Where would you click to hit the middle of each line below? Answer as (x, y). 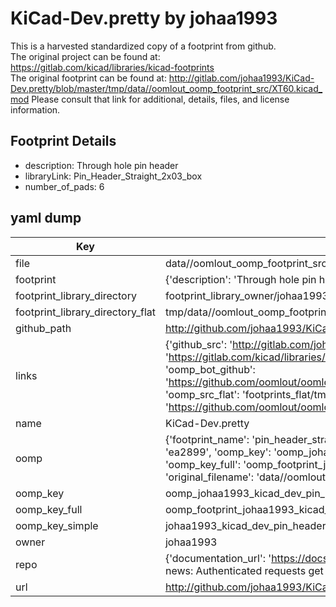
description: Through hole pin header (101, 165)
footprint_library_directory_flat (85, 312)
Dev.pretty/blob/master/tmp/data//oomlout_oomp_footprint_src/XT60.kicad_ (166, 88)
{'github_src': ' (198, 344)
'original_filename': (209, 477)
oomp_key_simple (57, 525)
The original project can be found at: (85, 56)
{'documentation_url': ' (218, 558)
